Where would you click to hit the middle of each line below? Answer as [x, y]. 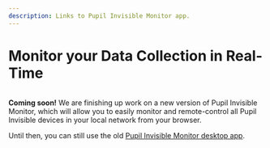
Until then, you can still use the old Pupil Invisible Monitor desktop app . [127, 135]
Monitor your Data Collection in [116, 55]
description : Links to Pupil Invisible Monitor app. [99, 16]
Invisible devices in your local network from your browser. [105, 120]
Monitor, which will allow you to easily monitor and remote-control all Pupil [133, 111]
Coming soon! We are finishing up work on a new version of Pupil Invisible [133, 103]
